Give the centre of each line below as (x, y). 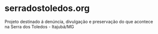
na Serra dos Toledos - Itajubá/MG (39, 26)
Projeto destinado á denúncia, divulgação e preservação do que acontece (79, 22)
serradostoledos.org (47, 8)
